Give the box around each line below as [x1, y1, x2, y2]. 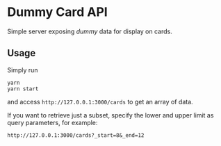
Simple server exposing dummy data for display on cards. [7, 27, 172, 35]
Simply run [7, 65, 38, 74]
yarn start [7, 85, 39, 92]
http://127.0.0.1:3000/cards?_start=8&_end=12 [7, 131, 145, 139]
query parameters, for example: [7, 118, 98, 127]
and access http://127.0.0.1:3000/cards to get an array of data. [7, 97, 193, 106]
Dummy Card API [7, 4, 108, 20]
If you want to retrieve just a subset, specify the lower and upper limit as [7, 111, 214, 119]
